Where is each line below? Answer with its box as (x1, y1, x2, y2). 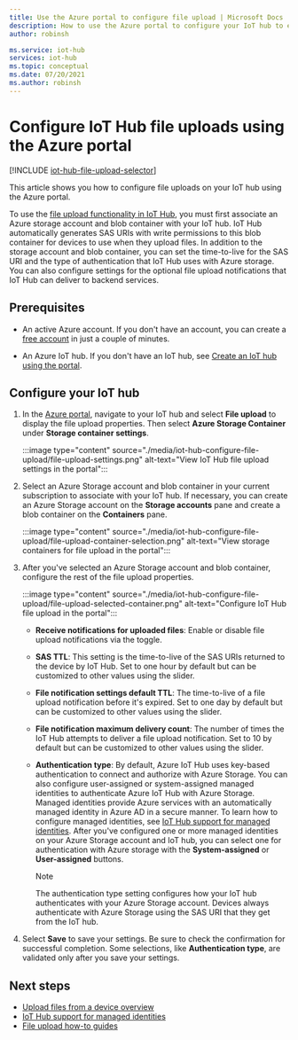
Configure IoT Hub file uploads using (9, 116, 286, 137)
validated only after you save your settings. (21, 952, 180, 963)
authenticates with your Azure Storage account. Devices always (35, 897, 270, 909)
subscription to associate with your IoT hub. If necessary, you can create (21, 490, 288, 501)
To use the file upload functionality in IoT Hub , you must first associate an (9, 208, 278, 219)
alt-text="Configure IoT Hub (184, 598, 286, 609)
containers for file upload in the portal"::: (21, 545, 171, 556)
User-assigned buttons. (35, 854, 124, 864)
